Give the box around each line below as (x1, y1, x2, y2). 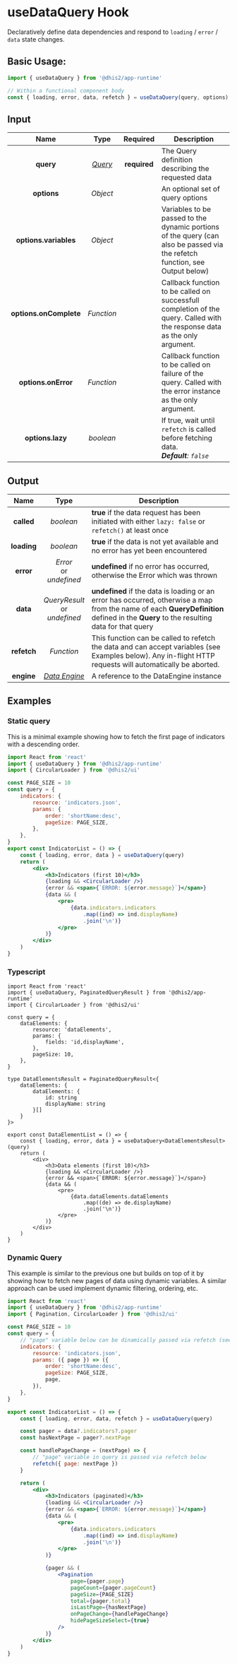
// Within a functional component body (7, 87, 125, 94)
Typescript (7, 967, 46, 976)
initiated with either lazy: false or (91, 517, 206, 526)
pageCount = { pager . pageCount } (70, 1584, 157, 1591)
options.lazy (24, 433, 67, 443)
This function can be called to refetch (91, 633, 216, 643)
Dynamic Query (7, 1253, 62, 1263)
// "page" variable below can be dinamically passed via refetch (20, 1336, 217, 1343)
